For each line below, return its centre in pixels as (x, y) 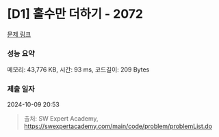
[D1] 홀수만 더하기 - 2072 (75, 14)
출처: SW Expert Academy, (61, 118)
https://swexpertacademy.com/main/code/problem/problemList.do (118, 126)
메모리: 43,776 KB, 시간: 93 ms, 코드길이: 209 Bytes (78, 70)
